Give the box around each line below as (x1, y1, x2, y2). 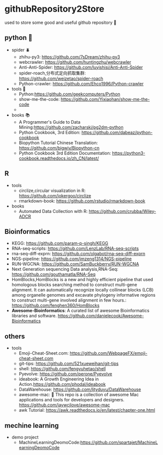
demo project (11, 435, 39, 440)
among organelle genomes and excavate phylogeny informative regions (11, 292, 156, 298)
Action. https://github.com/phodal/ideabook (18, 381, 106, 387)
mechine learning (4, 421, 59, 430)
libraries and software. (11, 313, 57, 319)
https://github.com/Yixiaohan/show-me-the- (60, 96, 150, 102)
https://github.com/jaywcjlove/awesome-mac (18, 402, 110, 408)
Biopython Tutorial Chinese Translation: (18, 140, 98, 146)
